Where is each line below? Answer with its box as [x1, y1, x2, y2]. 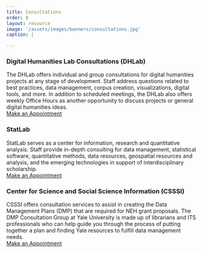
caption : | [6, 32, 34, 38]
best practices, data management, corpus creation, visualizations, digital [6, 84, 190, 92]
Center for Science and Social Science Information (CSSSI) [6, 187, 185, 196]
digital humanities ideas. [6, 103, 68, 111]
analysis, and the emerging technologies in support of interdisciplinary [6, 158, 184, 166]
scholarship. [6, 165, 38, 172]
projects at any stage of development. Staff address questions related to [6, 78, 189, 85]
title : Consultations [6, 9, 62, 15]
